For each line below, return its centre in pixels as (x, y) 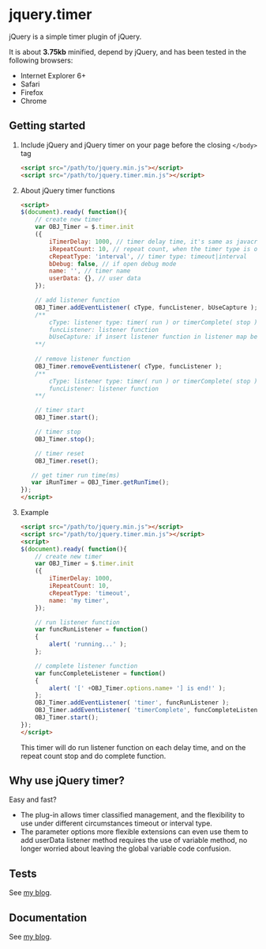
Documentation (48, 918)
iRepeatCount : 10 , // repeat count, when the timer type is (150, 249)
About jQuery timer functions (67, 190)
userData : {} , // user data (95, 279)
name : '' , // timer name (90, 271)
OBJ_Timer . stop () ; (65, 439)
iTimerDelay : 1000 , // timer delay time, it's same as (141, 242)
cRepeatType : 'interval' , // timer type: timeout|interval (148, 256)
